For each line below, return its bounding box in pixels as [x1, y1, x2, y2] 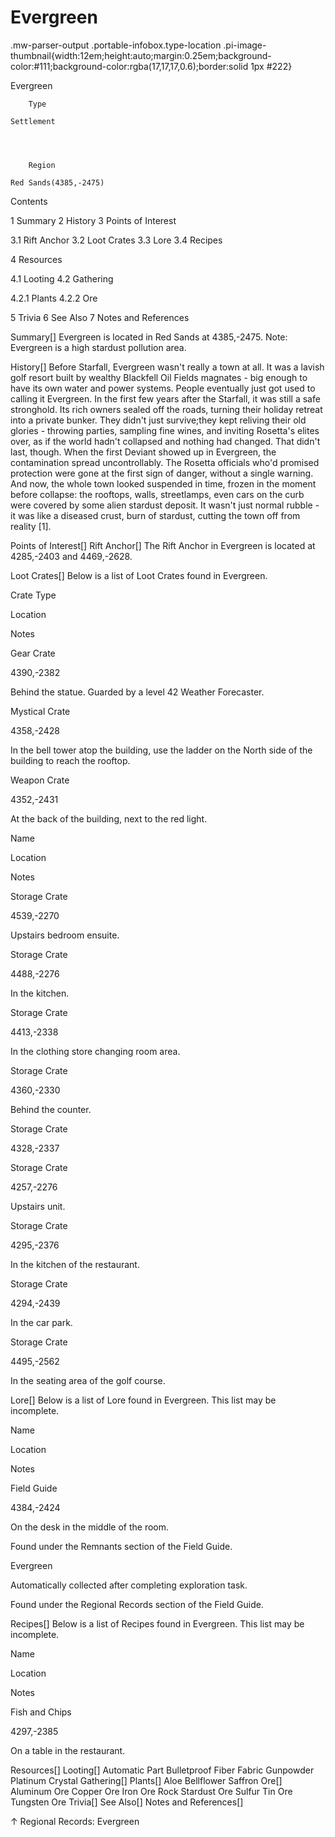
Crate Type [10, 589, 57, 601]
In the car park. [10, 1316, 73, 1328]
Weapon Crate [10, 774, 70, 786]
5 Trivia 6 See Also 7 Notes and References [10, 311, 190, 323]
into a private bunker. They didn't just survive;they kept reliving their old [10, 414, 307, 426]
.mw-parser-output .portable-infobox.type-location [10, 39, 222, 51]
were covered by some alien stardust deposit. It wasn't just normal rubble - [10, 499, 320, 511]
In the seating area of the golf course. [10, 1374, 166, 1386]
